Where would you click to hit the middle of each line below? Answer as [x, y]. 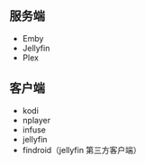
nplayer [36, 120]
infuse [34, 130]
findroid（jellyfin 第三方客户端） [82, 150]
